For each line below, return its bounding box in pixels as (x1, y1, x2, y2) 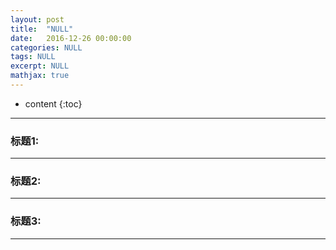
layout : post (10, 14, 65, 25)
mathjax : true (10, 71, 70, 81)
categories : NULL (10, 42, 83, 53)
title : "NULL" (10, 24, 74, 34)
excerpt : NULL (10, 61, 70, 71)
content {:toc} (24, 97, 83, 110)
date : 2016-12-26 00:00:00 (10, 33, 132, 43)
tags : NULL (10, 52, 56, 62)
